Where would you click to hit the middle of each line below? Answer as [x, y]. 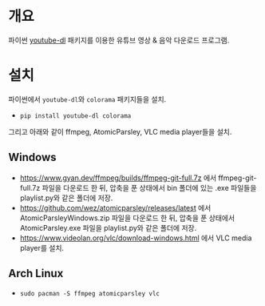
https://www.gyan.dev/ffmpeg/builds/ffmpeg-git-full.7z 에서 [118, 178]
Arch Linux [36, 274]
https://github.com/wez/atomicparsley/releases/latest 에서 [115, 207]
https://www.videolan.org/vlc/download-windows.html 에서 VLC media [136, 238]
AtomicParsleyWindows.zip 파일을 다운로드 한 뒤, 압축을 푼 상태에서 [127, 218]
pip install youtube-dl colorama [75, 116]
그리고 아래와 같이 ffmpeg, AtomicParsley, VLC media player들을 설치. [120, 131]
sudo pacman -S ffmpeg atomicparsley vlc [89, 293]
